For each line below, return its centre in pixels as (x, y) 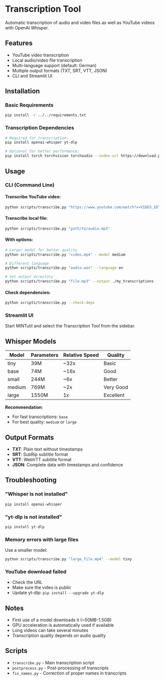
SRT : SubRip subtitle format (40, 454)
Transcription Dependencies (40, 128)
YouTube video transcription (41, 55)
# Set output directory (29, 277)
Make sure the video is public (42, 587)
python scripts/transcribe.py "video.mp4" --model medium (65, 255)
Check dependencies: (28, 292)
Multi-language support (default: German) (54, 65)
